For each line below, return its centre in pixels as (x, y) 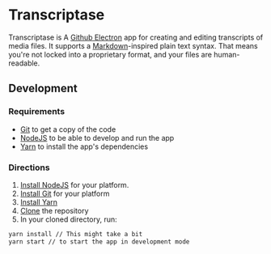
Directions (29, 167)
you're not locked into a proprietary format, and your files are (110, 54)
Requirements (37, 112)
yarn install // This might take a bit (76, 234)
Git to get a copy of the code (68, 129)
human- (227, 54)
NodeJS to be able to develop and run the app (97, 138)
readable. (24, 63)
